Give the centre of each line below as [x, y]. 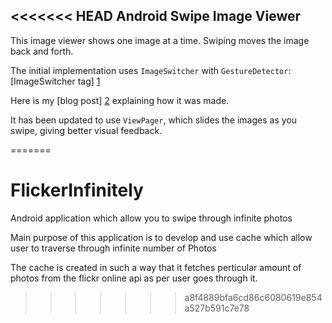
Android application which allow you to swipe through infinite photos [151, 218]
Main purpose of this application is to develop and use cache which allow [161, 237]
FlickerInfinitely [77, 190]
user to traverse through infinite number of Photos [113, 248]
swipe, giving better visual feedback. [86, 130]
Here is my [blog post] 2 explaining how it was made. [120, 100]
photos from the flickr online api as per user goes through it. [134, 278]
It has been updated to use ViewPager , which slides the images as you [153, 120]
